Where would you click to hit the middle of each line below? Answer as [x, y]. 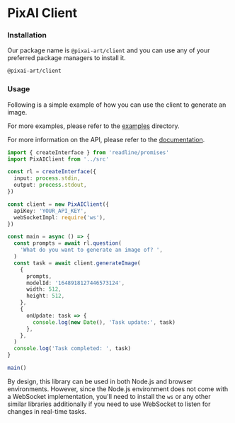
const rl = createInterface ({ [52, 172]
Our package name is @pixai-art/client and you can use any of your [109, 50]
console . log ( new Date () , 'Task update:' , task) [104, 322]
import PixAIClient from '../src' [58, 159]
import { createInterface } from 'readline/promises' [88, 152]
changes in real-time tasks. [47, 411]
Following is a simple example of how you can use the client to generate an [117, 105]
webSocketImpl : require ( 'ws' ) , [60, 217]
